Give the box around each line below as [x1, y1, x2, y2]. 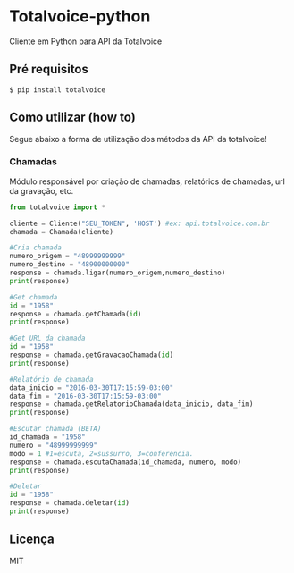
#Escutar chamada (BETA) [9, 425, 102, 434]
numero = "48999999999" [9, 441, 98, 450]
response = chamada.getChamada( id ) [9, 309, 142, 318]
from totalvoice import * [9, 203, 105, 212]
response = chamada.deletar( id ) [9, 499, 130, 508]
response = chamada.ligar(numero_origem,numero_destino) [9, 268, 226, 278]
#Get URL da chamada [9, 333, 87, 343]
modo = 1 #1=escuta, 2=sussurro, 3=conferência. [9, 449, 194, 458]
